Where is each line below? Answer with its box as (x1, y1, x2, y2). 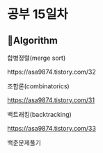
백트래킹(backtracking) (7, 111, 72, 118)
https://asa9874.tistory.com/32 (7, 67, 96, 76)
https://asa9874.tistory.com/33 (7, 124, 96, 132)
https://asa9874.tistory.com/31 (7, 96, 95, 104)
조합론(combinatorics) (7, 82, 70, 90)
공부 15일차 (7, 6, 68, 22)
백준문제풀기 (7, 138, 42, 147)
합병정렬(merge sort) (7, 54, 66, 62)
